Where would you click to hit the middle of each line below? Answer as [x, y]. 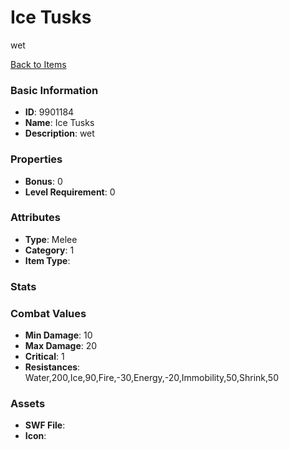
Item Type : [47, 260]
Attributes [35, 218]
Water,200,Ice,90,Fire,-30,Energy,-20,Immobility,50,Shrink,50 [151, 378]
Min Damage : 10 [58, 335]
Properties [36, 159]
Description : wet [59, 133]
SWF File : [45, 425]
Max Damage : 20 [61, 346]
